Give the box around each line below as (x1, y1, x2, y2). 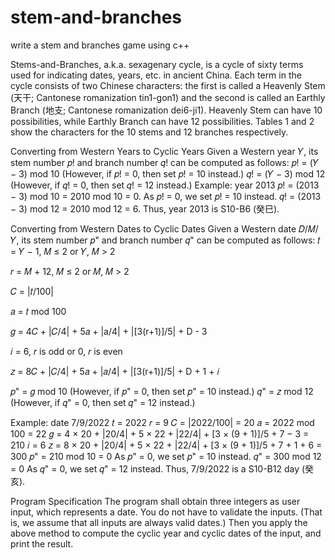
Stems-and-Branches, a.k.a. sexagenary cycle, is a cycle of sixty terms (10, 58, 304, 70)
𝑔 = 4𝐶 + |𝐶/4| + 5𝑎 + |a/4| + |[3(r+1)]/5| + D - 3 (10, 325, 208, 337)
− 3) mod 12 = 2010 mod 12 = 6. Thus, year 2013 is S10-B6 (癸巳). (10, 202, 280, 215)
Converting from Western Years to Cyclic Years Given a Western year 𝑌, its (10, 145, 319, 157)
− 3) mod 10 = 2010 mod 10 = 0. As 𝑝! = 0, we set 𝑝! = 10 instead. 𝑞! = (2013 (10, 190, 322, 202)
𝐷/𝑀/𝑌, (298, 222, 319, 235)
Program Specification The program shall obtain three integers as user (10, 495, 301, 507)
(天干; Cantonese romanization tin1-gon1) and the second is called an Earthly (10, 91, 326, 103)
